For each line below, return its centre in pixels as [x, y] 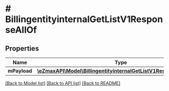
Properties [22, 48]
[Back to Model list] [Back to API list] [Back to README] [63, 83]
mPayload [20, 71]
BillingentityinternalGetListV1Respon [84, 19]
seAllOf [21, 30]
